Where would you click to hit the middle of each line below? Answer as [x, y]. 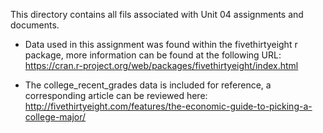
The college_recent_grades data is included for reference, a [148, 85]
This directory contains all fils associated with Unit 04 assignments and [157, 14]
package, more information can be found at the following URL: [153, 55]
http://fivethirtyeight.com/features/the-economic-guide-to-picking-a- [168, 106]
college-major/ [55, 117]
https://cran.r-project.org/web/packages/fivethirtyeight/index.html [161, 65]
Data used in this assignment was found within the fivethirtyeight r [161, 44]
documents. [35, 25]
